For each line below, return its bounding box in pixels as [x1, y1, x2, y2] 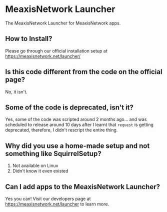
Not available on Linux [12, 162, 58, 168]
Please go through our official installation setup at [5, 47, 107, 53]
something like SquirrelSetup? [5, 149, 101, 158]
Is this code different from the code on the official [5, 67, 162, 76]
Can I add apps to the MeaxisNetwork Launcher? [5, 182, 160, 191]
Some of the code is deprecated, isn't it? [5, 103, 134, 111]
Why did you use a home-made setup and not [5, 141, 150, 150]
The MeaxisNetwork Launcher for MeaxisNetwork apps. [5, 20, 121, 26]
